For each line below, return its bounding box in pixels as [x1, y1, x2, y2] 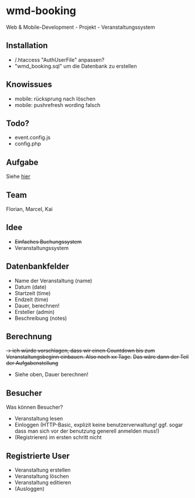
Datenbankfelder [6, 262, 69, 272]
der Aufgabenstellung [6, 360, 59, 367]
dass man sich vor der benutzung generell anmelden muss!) [14, 427, 160, 435]
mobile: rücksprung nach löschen [14, 95, 95, 102]
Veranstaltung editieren [14, 479, 71, 486]
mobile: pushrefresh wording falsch [14, 101, 101, 108]
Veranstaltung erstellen [14, 466, 71, 474]
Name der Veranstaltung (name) [14, 277, 93, 284]
